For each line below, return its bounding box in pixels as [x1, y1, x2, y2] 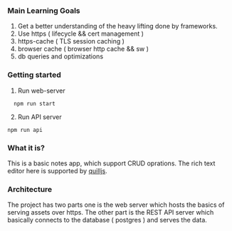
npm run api [7, 126, 43, 133]
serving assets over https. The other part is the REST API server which [7, 208, 214, 217]
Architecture [7, 184, 53, 194]
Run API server [17, 113, 62, 121]
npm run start [14, 100, 56, 107]
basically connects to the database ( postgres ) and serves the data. [7, 216, 208, 225]
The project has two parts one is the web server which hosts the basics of [7, 200, 225, 209]
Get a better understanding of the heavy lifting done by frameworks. [17, 22, 218, 31]
